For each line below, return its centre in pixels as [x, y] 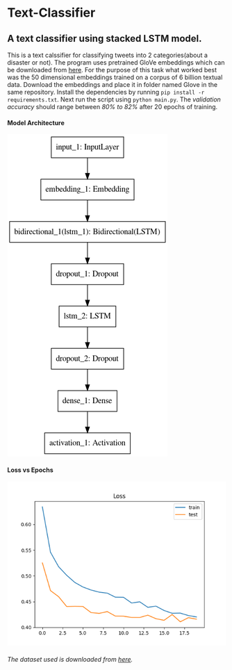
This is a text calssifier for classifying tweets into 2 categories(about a [108, 55]
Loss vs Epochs [30, 470]
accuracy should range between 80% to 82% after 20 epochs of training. [113, 107]
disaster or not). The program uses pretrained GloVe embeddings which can [116, 63]
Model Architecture [36, 122]
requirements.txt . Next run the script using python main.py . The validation [114, 99]
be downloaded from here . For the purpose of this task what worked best [112, 70]
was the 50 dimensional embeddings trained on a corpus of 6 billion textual [115, 77]
